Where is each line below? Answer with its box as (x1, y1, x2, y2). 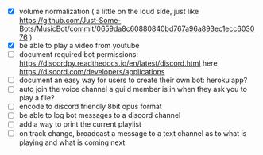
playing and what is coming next (18, 138, 126, 147)
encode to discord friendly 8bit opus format (18, 102, 162, 112)
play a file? (18, 93, 55, 103)
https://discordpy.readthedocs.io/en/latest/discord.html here (18, 59, 218, 68)
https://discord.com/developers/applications (18, 67, 165, 77)
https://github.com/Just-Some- (18, 16, 122, 25)
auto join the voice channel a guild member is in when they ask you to (18, 85, 248, 94)
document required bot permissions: (18, 50, 139, 59)
